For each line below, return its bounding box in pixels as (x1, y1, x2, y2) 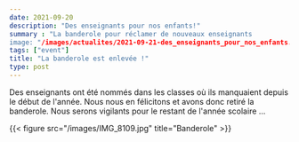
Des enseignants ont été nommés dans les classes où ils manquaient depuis (9, 86, 289, 98)
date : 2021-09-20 (9, 12, 74, 22)
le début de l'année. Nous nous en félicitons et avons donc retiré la (9, 96, 255, 106)
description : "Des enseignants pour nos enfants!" (9, 21, 201, 30)
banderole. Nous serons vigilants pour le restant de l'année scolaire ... (9, 106, 266, 116)
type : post (9, 63, 50, 72)
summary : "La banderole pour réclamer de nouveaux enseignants (9, 29, 253, 38)
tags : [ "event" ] (9, 46, 69, 55)
